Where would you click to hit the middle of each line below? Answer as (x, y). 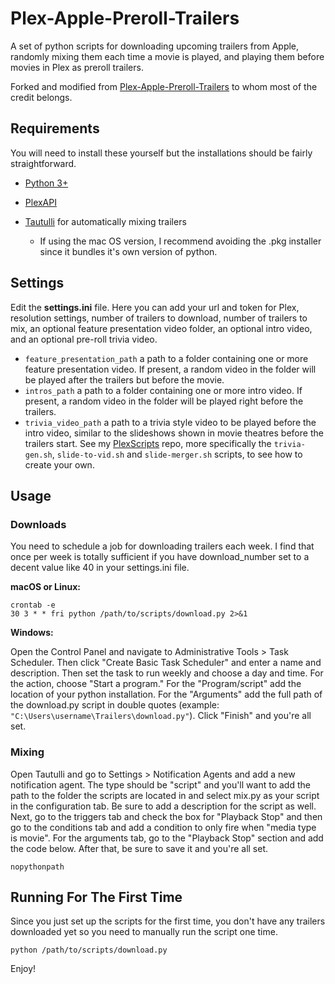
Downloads (38, 524)
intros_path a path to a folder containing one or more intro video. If (163, 390)
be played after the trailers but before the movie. (124, 379)
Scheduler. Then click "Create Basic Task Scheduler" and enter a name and (166, 663)
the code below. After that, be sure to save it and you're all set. (139, 848)
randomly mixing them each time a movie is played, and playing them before (167, 56)
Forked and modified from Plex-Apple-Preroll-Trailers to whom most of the (164, 86)
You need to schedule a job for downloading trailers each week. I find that (162, 546)
